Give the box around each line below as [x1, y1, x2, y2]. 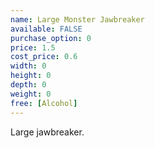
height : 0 [10, 71, 52, 81]
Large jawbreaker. [10, 126, 85, 138]
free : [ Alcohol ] [10, 98, 78, 108]
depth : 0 [10, 80, 47, 90]
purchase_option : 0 [10, 33, 92, 43]
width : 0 [10, 61, 47, 71]
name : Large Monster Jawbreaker [10, 14, 145, 25]
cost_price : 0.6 [10, 52, 78, 62]
